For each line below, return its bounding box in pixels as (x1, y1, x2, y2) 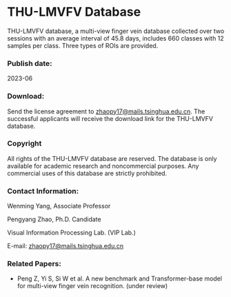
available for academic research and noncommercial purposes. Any (7, 162, 199, 170)
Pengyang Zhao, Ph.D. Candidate (7, 215, 101, 223)
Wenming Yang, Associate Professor (7, 202, 111, 210)
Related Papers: (7, 259, 62, 269)
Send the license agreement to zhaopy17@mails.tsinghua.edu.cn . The (7, 107, 205, 115)
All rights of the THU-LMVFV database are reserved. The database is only (7, 154, 217, 162)
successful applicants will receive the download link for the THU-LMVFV (7, 114, 214, 122)
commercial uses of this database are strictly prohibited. (7, 169, 168, 177)
